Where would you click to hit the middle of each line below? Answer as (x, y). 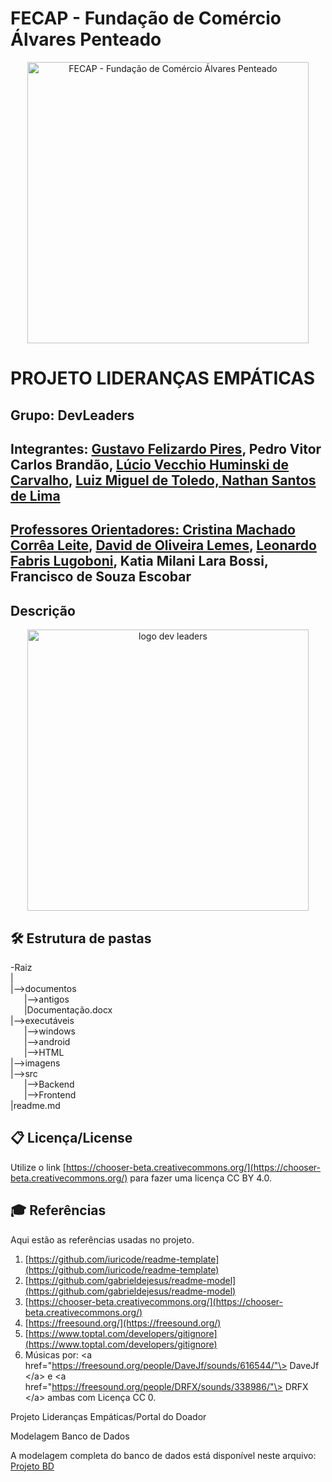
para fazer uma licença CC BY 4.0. (200, 1178)
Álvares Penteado (86, 39)
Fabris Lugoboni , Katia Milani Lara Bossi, (139, 561)
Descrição (43, 610)
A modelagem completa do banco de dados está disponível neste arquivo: (163, 1455)
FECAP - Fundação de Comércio (146, 18)
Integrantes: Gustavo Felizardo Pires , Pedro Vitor (166, 448)
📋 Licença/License (71, 1138)
